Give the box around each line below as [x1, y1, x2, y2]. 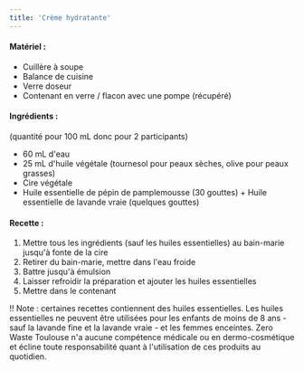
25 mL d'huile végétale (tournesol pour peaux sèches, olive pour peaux [22, 158, 290, 169]
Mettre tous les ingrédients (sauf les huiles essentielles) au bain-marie [22, 237, 285, 249]
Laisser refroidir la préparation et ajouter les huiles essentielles [22, 276, 257, 287]
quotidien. [9, 351, 47, 362]
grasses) [22, 168, 56, 179]
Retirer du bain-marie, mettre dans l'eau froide [22, 257, 196, 268]
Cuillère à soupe [22, 61, 84, 72]
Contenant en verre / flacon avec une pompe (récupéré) [22, 90, 233, 100]
